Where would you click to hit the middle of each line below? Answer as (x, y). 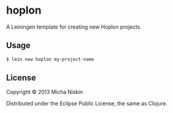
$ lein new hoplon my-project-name (50, 59)
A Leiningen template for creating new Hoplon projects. (74, 27)
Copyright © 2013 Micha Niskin (45, 92)
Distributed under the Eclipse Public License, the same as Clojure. (87, 103)
